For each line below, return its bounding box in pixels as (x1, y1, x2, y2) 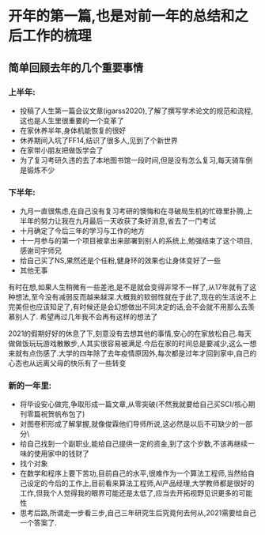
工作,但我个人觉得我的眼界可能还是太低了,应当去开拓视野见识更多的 (19, 488, 239, 498)
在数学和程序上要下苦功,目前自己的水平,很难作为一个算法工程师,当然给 (19, 469, 248, 478)
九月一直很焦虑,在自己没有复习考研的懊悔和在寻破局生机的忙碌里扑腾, (19, 206, 246, 216)
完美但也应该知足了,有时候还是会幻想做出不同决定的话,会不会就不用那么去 (8, 302, 248, 312)
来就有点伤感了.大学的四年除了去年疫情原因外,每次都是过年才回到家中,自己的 (8, 349, 257, 358)
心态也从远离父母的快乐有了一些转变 (8, 359, 127, 368)
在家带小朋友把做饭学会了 (19, 145, 104, 155)
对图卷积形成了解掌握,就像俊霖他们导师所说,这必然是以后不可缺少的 (19, 420, 239, 429)
